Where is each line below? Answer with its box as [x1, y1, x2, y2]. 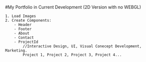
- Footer [14, 27, 32, 31]
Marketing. [5, 48, 28, 53]
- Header [14, 22, 32, 27]
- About [14, 31, 29, 36]
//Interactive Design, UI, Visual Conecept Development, [23, 44, 142, 49]
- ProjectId [14, 39, 38, 44]
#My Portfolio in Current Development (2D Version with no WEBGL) [5, 4, 142, 10]
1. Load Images [5, 14, 36, 19]
